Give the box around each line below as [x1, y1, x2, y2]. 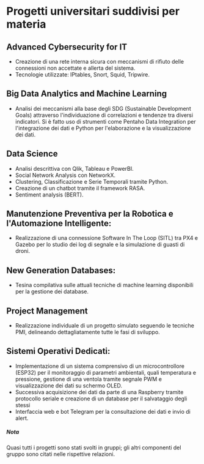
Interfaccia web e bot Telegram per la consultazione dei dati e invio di [15, 408, 191, 415]
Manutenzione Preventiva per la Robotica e [6, 209, 173, 219]
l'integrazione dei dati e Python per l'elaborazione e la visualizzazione [15, 124, 191, 132]
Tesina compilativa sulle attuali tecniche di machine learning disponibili [15, 282, 194, 289]
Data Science [6, 149, 58, 159]
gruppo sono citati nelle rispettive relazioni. [6, 450, 115, 457]
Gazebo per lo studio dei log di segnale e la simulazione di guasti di [15, 241, 185, 249]
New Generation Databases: [6, 265, 116, 275]
